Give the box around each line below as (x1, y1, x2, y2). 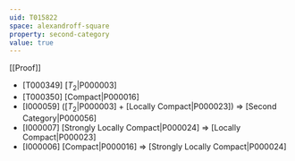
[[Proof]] (9, 63, 42, 73)
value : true (9, 38, 54, 47)
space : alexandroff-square (9, 21, 110, 30)
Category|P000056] (21, 113, 97, 123)
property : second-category (9, 30, 110, 38)
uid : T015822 (9, 13, 58, 22)
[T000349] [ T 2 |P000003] (21, 80, 118, 93)
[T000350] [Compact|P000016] (21, 91, 140, 103)
